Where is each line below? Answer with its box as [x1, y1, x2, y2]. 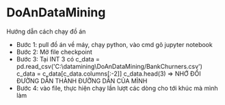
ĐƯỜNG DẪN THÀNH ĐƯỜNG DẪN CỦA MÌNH [16, 76, 148, 85]
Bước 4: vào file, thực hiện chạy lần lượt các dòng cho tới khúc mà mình [16, 84, 218, 92]
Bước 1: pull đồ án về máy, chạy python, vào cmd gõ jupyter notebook [16, 40, 213, 48]
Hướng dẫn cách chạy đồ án [6, 27, 86, 35]
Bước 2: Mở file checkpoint [16, 48, 93, 56]
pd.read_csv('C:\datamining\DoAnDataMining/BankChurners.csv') [16, 62, 203, 70]
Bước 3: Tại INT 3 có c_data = [16, 55, 100, 63]
